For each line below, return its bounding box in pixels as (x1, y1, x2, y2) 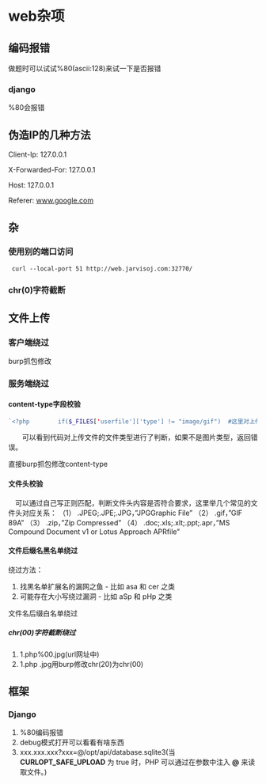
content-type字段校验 (8, 399, 82, 408)
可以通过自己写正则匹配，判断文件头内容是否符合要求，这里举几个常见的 (14, 498, 251, 507)
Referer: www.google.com (8, 195, 93, 206)
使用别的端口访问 (8, 246, 74, 257)
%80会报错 (8, 103, 45, 112)
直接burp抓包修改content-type (8, 460, 108, 469)
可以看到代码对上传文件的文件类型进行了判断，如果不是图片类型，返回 (21, 433, 251, 442)
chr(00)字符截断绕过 (8, 628, 77, 638)
